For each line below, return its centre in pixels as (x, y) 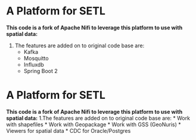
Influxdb (34, 65)
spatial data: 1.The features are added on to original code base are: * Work (98, 118)
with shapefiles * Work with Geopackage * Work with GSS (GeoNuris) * (94, 124)
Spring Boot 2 (41, 71)
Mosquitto (36, 58)
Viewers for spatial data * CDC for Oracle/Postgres (69, 130)
